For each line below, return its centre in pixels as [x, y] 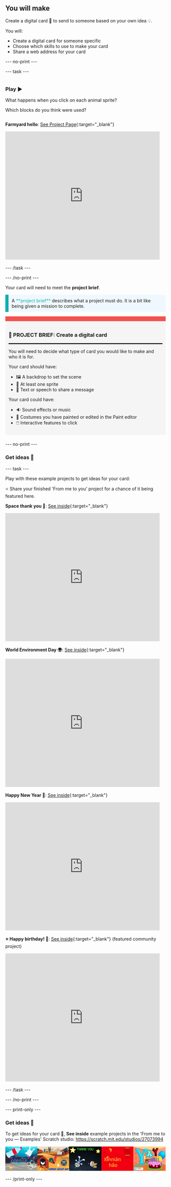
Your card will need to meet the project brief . [53, 288]
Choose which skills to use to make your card [60, 46]
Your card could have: [32, 399]
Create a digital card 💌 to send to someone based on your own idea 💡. [79, 20]
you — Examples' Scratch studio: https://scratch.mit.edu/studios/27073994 [84, 1139]
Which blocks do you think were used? [46, 110]
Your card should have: [33, 367]
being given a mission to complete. [48, 306]
